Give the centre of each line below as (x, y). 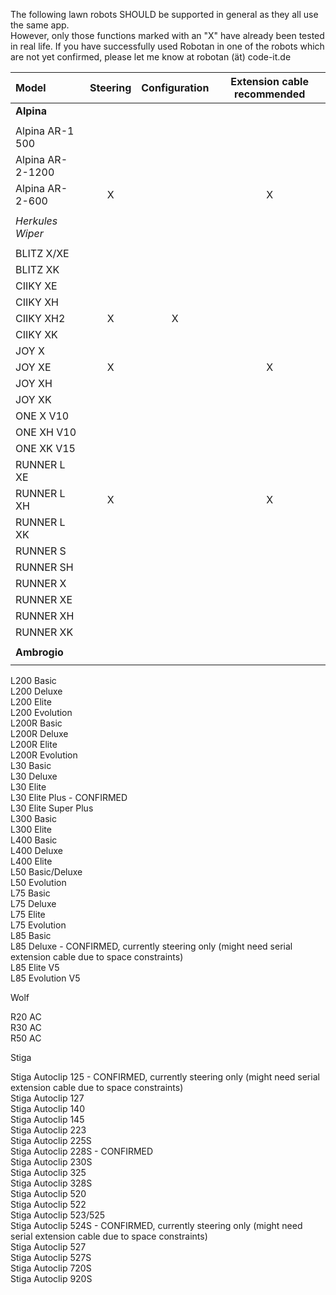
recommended (270, 94)
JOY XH (34, 383)
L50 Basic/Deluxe (46, 872)
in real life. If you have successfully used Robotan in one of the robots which (167, 46)
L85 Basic (31, 935)
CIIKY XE (36, 286)
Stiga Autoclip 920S (51, 1278)
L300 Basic (33, 818)
